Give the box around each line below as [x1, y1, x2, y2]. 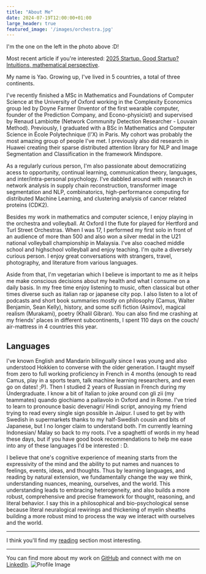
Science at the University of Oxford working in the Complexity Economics [6, 98, 193, 106]
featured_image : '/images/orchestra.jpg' [6, 26, 114, 33]
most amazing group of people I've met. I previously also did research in [6, 138, 189, 145]
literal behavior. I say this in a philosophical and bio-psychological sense [6, 500, 189, 507]
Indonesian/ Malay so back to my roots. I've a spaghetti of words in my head [6, 429, 199, 436]
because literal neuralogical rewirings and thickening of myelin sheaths [6, 506, 186, 513]
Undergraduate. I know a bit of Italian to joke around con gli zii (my [6, 390, 175, 397]
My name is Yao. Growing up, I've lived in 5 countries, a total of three [6, 73, 181, 80]
